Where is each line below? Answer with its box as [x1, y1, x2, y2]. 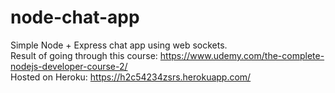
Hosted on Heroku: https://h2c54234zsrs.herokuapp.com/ [10, 71, 252, 83]
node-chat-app [10, 6, 140, 29]
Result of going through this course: [10, 49, 158, 61]
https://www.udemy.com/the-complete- [159, 49, 325, 61]
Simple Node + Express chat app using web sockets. [10, 39, 228, 51]
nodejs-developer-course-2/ [10, 60, 128, 72]
